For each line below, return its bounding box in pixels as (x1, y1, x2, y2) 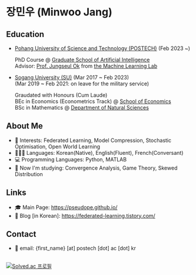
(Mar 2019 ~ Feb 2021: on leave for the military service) (14, 80, 150, 87)
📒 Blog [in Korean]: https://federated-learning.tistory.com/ (14, 212, 156, 219)
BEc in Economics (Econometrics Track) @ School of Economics (14, 98, 172, 105)
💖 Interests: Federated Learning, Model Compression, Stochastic (14, 137, 172, 144)
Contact (6, 229, 36, 239)
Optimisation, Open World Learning (14, 143, 101, 150)
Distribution (14, 170, 43, 177)
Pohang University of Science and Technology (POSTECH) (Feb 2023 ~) (14, 45, 190, 52)
